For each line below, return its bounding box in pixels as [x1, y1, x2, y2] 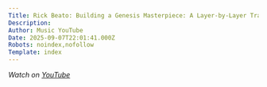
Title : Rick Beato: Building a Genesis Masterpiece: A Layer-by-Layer [8, 11, 247, 20]
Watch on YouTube [8, 70, 71, 79]
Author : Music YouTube [8, 26, 83, 34]
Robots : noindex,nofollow [8, 41, 94, 49]
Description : [8, 19, 52, 27]
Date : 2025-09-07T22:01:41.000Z [8, 33, 115, 42]
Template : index [8, 48, 62, 56]
